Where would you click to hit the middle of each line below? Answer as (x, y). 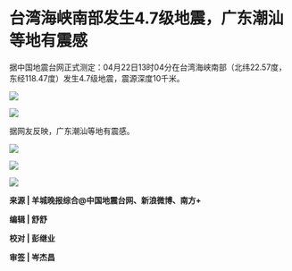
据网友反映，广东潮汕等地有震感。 (72, 131)
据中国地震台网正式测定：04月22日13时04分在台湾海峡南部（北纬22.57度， (148, 67)
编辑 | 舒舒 (28, 219)
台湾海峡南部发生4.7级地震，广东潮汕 (146, 18)
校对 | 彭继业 (32, 238)
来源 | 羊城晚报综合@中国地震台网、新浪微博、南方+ (105, 200)
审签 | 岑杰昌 (32, 257)
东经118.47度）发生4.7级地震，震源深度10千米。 (97, 78)
